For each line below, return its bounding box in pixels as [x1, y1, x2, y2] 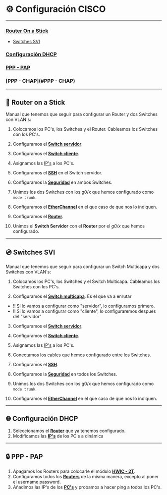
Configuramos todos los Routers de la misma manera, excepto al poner [12, 473, 159, 479]
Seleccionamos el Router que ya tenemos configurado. [12, 428, 126, 434]
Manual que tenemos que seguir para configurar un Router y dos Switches [5, 111, 158, 117]
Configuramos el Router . [12, 214, 64, 220]
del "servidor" [12, 314, 42, 319]
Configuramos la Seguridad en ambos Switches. [12, 179, 112, 185]
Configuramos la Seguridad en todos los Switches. [12, 371, 117, 377]
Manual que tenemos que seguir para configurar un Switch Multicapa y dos [5, 264, 160, 270]
